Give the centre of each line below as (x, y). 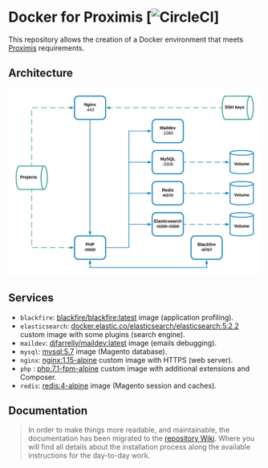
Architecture (41, 73)
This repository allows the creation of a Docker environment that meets (126, 39)
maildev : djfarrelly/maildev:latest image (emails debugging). (118, 343)
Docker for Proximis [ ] (114, 17)
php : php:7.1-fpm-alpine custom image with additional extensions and (135, 368)
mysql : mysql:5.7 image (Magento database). (93, 351)
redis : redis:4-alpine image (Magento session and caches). (118, 385)
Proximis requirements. (47, 47)
